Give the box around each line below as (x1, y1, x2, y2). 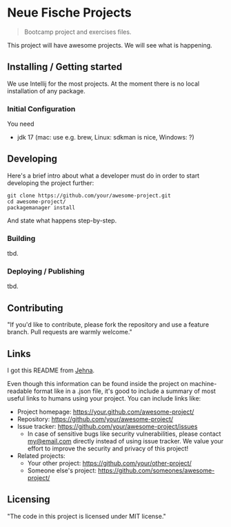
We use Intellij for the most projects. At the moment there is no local (7, 79, 200, 88)
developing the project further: (7, 178, 94, 187)
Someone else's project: (27, 466, 97, 475)
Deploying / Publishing (7, 267, 85, 276)
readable (7, 387, 32, 395)
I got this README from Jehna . (7, 366, 95, 374)
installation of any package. (7, 86, 86, 95)
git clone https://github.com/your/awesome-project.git (7, 192, 171, 199)
